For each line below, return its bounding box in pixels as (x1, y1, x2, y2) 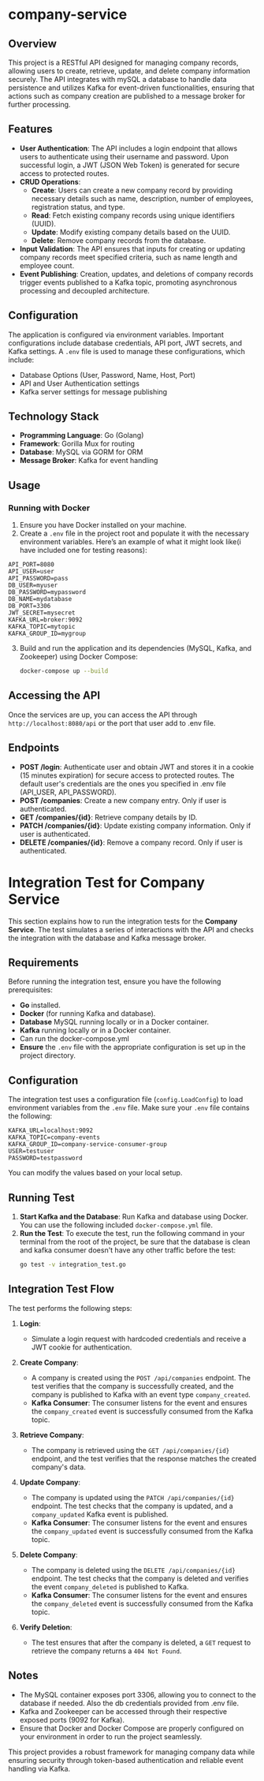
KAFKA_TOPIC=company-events (8, 1133, 101, 1141)
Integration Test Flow (8, 1283, 114, 1296)
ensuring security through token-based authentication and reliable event (8, 1755, 244, 1764)
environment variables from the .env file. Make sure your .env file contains (8, 1103, 250, 1113)
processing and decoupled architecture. (19, 286, 150, 295)
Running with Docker (8, 502, 91, 513)
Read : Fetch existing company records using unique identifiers (31, 211, 235, 220)
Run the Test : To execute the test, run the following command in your (19, 1229, 245, 1238)
